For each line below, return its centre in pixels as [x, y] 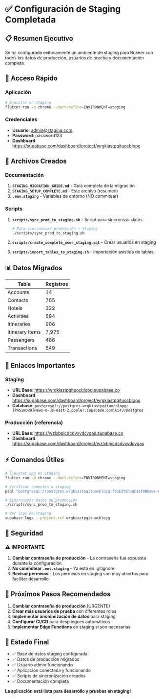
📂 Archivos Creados [36, 161]
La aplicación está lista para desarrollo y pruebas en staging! [68, 691]
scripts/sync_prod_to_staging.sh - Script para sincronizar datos [77, 219]
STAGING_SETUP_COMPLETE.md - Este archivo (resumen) [65, 191]
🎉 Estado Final [27, 642]
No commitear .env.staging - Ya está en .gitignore [63, 568]
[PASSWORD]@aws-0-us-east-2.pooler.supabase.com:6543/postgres [78, 410]
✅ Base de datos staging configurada [50, 654]
